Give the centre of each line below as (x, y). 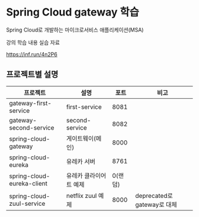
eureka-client (28, 183)
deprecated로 (154, 196)
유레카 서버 (81, 161)
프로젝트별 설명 (32, 75)
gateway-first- (30, 103)
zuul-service (27, 203)
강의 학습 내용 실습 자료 (33, 42)
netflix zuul (81, 196)
